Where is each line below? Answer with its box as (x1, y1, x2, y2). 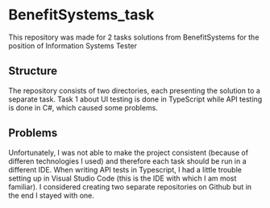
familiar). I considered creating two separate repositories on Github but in (8, 181, 252, 191)
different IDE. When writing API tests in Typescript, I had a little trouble (8, 164, 242, 174)
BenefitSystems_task (8, 6, 155, 24)
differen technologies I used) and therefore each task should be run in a (8, 156, 247, 166)
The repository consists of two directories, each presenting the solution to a (8, 85, 260, 95)
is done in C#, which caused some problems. (8, 102, 159, 112)
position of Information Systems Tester (8, 40, 138, 50)
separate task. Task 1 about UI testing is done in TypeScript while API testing (8, 94, 263, 104)
